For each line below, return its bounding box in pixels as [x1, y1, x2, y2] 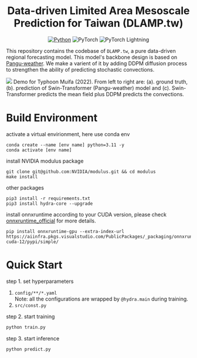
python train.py [6, 324, 46, 330]
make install [6, 174, 38, 180]
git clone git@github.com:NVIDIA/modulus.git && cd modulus [6, 168, 157, 174]
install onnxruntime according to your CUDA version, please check [6, 211, 167, 218]
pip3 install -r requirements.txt [6, 195, 91, 201]
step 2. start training [6, 313, 55, 320]
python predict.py [6, 346, 51, 352]
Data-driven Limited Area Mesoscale [7, 4, 190, 18]
